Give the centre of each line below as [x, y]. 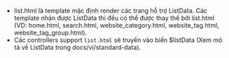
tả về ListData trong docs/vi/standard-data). [77, 47]
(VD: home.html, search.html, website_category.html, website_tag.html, [116, 25]
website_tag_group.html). [50, 32]
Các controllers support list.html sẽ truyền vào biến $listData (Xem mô [118, 40]
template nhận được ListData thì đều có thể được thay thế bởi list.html [114, 18]
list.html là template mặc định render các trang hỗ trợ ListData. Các [111, 11]
